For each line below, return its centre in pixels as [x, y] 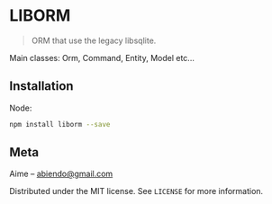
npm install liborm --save [60, 124]
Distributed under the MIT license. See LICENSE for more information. [136, 191]
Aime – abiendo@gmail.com [61, 174]
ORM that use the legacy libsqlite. [94, 40]
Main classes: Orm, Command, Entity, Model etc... [102, 58]
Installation [41, 86]
